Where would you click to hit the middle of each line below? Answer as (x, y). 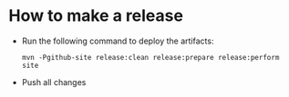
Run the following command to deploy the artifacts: (118, 41)
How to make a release (96, 16)
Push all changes (54, 82)
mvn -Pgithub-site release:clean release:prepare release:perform (150, 57)
